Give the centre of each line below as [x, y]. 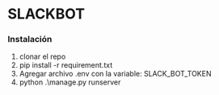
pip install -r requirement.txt [66, 65]
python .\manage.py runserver [70, 82]
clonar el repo [42, 56]
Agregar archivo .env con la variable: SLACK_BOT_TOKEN [115, 74]
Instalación [30, 39]
